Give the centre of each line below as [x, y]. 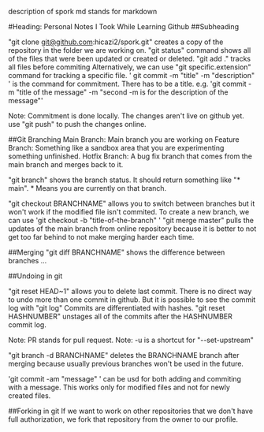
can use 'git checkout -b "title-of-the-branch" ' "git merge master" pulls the [131, 220]
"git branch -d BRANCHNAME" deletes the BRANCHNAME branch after [124, 355]
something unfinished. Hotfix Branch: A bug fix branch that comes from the [130, 156]
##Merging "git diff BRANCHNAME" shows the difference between [117, 252]
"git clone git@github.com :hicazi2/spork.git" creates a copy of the [116, 42]
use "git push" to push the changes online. [78, 124]
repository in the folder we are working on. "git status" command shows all [130, 50]
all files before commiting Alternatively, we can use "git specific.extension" [130, 67]
